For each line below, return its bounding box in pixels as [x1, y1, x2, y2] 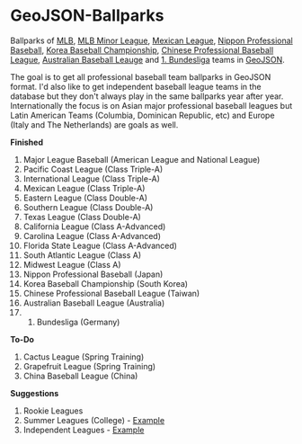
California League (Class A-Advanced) [22, 221, 166, 232]
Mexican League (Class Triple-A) [22, 182, 146, 193]
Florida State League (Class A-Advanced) [22, 240, 178, 251]
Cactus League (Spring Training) [22, 351, 145, 362]
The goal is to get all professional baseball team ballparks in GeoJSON [10, 71, 271, 82]
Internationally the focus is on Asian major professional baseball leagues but [10, 100, 293, 111]
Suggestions [10, 387, 59, 398]
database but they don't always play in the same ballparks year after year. [10, 91, 284, 102]
